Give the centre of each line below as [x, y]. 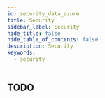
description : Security [40, 46]
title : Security [31, 20]
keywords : [22, 53]
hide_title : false [34, 33]
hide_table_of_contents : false [53, 40]
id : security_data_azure [43, 14]
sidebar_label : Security [43, 27]
